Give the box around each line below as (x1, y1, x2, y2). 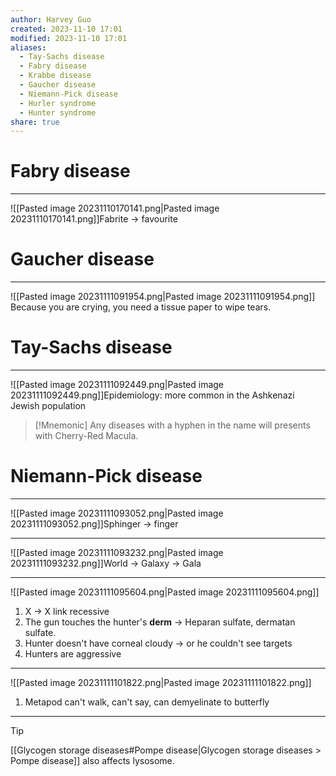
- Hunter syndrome (19, 107, 97, 118)
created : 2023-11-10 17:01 (10, 24, 123, 34)
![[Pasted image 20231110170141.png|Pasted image (10, 202, 220, 215)
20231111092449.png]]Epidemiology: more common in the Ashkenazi (10, 389, 295, 401)
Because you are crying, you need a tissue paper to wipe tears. (10, 301, 272, 313)
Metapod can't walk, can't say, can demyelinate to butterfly (24, 696, 270, 708)
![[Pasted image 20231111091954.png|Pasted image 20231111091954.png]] (10, 291, 316, 303)
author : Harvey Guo (10, 14, 92, 25)
